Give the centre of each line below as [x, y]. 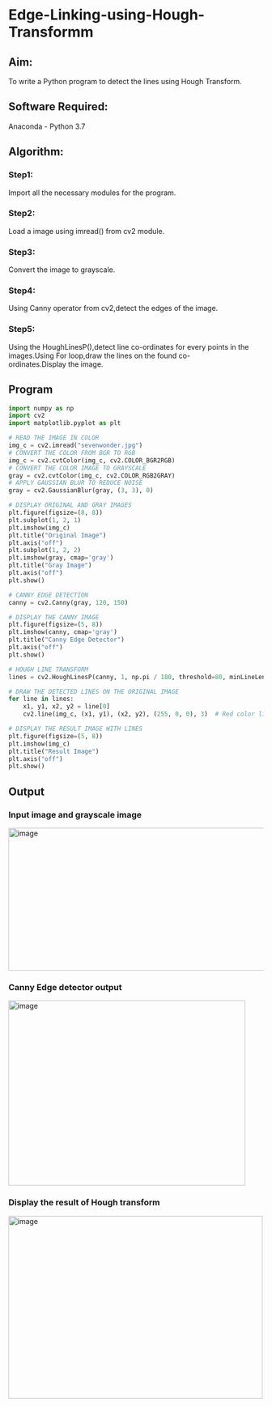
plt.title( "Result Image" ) [54, 751]
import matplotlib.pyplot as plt [65, 423]
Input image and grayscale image [75, 814]
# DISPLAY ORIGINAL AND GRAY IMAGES [70, 505]
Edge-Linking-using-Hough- [106, 15]
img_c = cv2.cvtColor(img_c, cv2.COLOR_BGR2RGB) [92, 460]
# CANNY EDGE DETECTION [49, 595]
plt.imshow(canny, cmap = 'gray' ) [63, 632]
